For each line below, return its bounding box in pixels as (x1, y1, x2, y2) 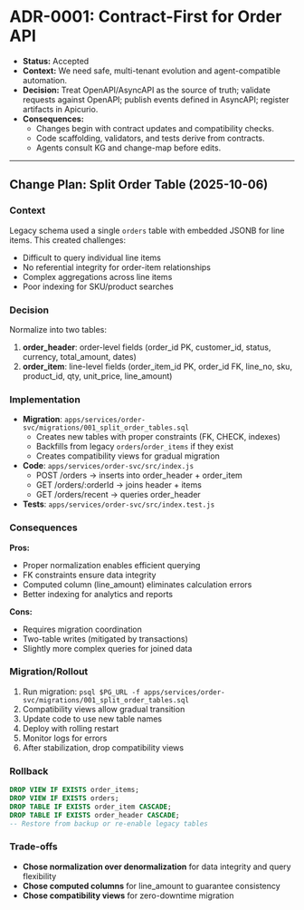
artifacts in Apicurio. (22, 103, 99, 114)
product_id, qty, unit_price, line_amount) (22, 370, 173, 382)
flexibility (22, 870, 57, 881)
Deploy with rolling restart (22, 722, 119, 733)
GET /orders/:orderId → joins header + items (35, 479, 202, 490)
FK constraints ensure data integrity (22, 569, 157, 580)
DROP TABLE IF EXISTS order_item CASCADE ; (9, 802, 172, 811)
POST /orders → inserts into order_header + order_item (35, 470, 242, 481)
